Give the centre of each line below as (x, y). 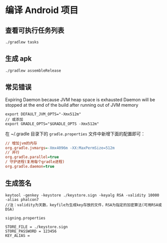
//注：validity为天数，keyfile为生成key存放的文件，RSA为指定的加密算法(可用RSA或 (83, 205)
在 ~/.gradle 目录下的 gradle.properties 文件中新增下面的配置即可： (75, 134)
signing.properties (25, 218)
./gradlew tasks (22, 42)
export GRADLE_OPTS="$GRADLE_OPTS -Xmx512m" (52, 124)
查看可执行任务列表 (35, 30)
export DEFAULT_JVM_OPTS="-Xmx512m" (43, 114)
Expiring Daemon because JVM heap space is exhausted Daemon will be (80, 99)
